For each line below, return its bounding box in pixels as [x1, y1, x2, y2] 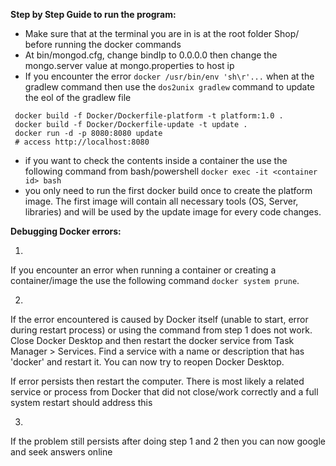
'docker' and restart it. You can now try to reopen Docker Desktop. [10, 356, 285, 368]
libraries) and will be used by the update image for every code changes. [24, 206, 322, 218]
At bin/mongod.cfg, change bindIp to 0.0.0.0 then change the [24, 49, 278, 61]
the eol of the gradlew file [24, 92, 132, 103]
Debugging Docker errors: [10, 225, 122, 237]
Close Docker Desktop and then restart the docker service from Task [10, 335, 295, 346]
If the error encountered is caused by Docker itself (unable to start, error [10, 314, 309, 325]
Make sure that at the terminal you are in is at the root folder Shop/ [24, 28, 300, 39]
